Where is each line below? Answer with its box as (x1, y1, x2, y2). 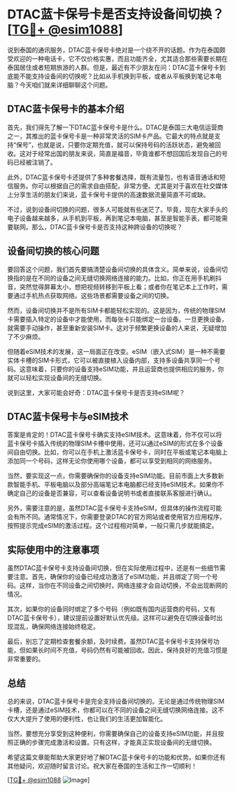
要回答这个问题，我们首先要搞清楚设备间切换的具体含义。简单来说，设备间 (7, 265, 222, 273)
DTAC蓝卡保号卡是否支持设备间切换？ (7, 6, 225, 22)
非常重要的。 (7, 655, 44, 663)
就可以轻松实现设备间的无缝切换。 (7, 373, 106, 382)
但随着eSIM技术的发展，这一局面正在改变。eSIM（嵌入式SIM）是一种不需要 (7, 347, 226, 355)
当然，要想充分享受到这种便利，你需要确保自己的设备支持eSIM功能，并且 (7, 729, 218, 738)
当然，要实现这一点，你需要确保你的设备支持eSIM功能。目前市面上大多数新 (7, 471, 225, 480)
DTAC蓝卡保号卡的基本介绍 (7, 103, 124, 115)
